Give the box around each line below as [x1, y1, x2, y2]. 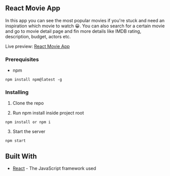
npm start [5, 138, 26, 143]
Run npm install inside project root [12, 110, 84, 116]
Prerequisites [5, 55, 39, 63]
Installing [5, 89, 29, 96]
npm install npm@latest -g [5, 77, 62, 82]
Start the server [12, 129, 46, 135]
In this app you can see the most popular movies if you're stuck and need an [5, 17, 165, 23]
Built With [5, 152, 37, 160]
